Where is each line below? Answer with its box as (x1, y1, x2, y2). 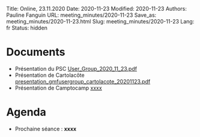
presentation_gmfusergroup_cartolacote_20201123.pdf (14, 78, 151, 85)
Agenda (6, 105, 46, 119)
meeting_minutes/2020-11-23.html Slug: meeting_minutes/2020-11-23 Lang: (6, 18, 195, 25)
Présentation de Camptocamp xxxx (14, 84, 102, 91)
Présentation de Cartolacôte (14, 72, 85, 79)
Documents (6, 45, 65, 59)
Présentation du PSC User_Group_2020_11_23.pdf (14, 65, 137, 72)
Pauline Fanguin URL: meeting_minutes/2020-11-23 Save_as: (6, 11, 157, 19)
